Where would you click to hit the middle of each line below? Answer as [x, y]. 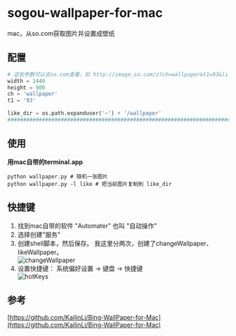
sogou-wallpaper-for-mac [85, 13]
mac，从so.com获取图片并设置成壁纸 [61, 33]
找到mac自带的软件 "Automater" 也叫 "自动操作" [87, 225]
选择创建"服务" [39, 235]
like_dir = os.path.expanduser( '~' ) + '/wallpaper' [84, 113]
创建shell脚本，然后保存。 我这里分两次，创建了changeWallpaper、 [115, 243]
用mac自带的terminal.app [45, 162]
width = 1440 [26, 81]
